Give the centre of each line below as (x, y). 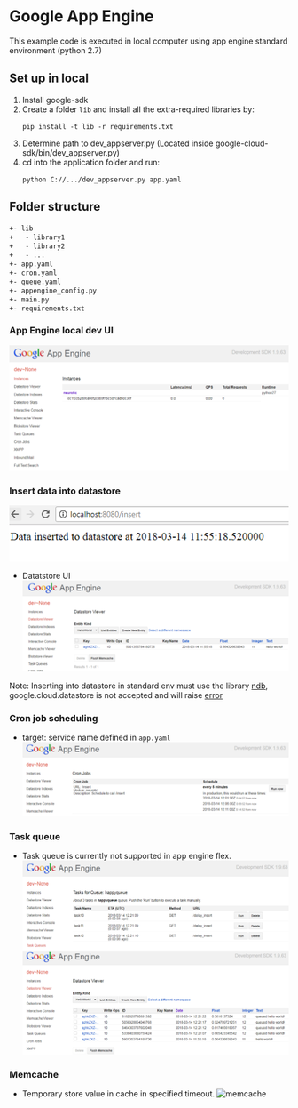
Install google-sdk (55, 100)
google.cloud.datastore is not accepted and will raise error (116, 695)
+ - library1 (37, 237)
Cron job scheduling (54, 719)
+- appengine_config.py (53, 291)
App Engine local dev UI (61, 331)
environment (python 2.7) (55, 50)
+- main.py (29, 300)
